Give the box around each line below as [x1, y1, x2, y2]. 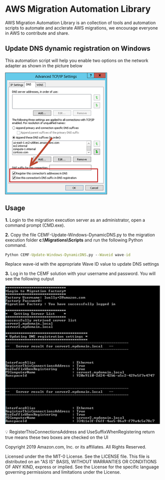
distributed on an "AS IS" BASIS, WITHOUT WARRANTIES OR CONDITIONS [5, 458, 157, 464]
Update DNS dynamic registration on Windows [5, 44, 151, 53]
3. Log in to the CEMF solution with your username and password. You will [5, 270, 156, 276]
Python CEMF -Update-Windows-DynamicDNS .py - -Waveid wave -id [5, 252, 131, 257]
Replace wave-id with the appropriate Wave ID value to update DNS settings [5, 261, 160, 267]
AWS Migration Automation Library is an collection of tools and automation [5, 20, 156, 26]
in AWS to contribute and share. [5, 30, 70, 36]
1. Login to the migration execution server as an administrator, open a [5, 217, 145, 223]
